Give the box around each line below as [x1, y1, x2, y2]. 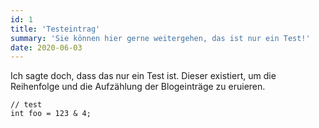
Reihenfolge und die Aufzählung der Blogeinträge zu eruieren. [10, 81, 266, 93]
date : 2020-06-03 [10, 42, 83, 53]
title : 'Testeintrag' [10, 24, 101, 34]
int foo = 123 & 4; [10, 109, 92, 119]
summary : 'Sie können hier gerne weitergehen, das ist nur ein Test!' [10, 33, 311, 43]
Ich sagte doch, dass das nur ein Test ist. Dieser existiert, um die [10, 70, 277, 82]
